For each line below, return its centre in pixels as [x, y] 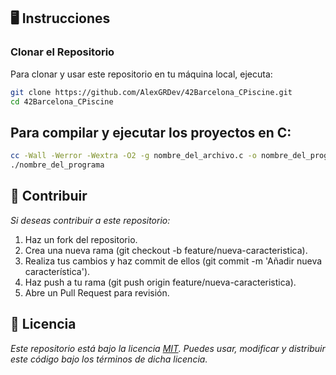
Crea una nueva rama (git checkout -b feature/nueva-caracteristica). [166, 250]
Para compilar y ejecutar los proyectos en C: [151, 132]
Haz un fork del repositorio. [81, 239]
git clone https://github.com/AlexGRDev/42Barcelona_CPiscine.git [151, 92]
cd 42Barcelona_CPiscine [62, 101]
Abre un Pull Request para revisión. [97, 292]
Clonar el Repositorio [62, 52]
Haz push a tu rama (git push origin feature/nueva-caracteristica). [160, 282]
